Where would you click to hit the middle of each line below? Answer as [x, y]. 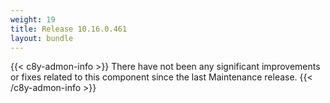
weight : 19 [33, 19]
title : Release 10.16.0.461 [69, 29]
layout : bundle [42, 38]
